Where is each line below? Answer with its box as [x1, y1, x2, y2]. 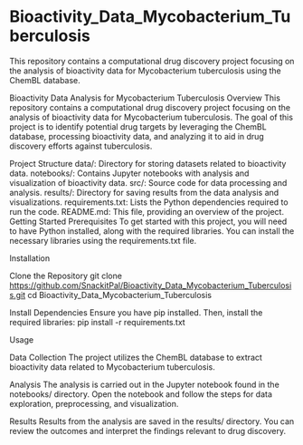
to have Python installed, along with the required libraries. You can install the [9, 225, 295, 237]
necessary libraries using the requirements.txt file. [9, 235, 197, 246]
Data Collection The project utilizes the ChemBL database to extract [9, 352, 262, 363]
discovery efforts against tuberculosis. [9, 140, 153, 151]
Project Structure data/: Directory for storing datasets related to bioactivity [9, 158, 287, 169]
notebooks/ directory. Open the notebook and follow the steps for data [9, 388, 273, 400]
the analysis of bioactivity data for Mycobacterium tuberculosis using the [9, 65, 282, 76]
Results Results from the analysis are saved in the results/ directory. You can [9, 415, 295, 427]
